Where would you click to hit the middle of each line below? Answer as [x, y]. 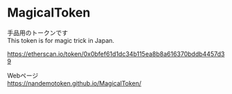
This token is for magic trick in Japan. [61, 40]
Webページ [23, 75]
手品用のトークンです [37, 32]
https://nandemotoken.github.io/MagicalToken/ [74, 83]
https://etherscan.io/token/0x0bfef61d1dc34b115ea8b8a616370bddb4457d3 [116, 54]
